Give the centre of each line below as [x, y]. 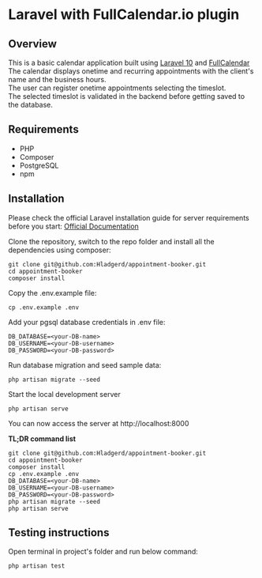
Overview [33, 44]
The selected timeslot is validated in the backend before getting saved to [127, 96]
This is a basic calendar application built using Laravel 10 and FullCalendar [129, 62]
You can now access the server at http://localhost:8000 [99, 423]
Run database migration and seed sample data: [85, 365]
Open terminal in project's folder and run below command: [103, 552]
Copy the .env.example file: [52, 293]
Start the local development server [64, 394]
